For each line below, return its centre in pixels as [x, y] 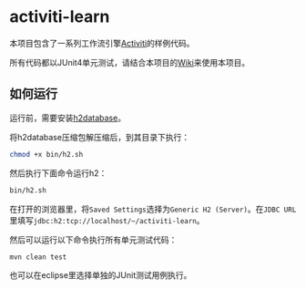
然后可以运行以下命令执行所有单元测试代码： [93, 240]
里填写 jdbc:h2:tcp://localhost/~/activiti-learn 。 [107, 220]
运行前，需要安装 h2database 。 [67, 118]
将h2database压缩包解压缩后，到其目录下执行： [99, 137]
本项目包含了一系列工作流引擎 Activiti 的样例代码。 [102, 43]
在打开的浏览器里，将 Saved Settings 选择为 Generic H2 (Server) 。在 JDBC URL [153, 209]
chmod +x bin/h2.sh [46, 154]
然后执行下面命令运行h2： [58, 173]
